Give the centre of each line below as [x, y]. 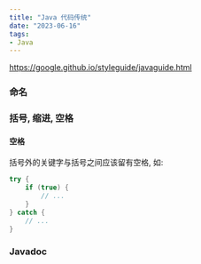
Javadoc [28, 252]
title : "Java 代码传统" [50, 17]
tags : [19, 34]
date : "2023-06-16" [45, 26]
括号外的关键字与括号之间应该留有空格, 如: [86, 163]
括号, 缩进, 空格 [41, 118]
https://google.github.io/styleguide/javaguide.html [100, 68]
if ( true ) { [47, 188]
